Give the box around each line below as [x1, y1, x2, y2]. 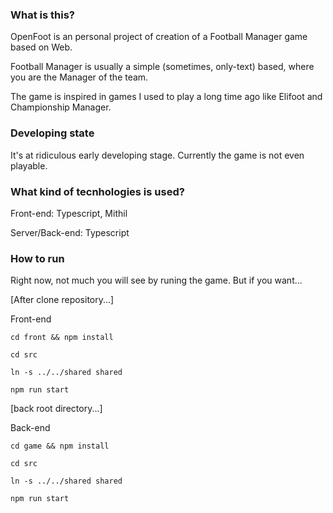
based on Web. [10, 41, 73, 53]
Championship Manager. [10, 101, 112, 113]
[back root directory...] [10, 403, 103, 415]
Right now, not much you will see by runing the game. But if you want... [10, 274, 303, 287]
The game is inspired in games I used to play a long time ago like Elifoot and [10, 91, 323, 103]
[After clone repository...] [10, 294, 115, 306]
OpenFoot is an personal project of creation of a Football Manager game [10, 31, 308, 43]
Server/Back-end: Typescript [10, 226, 130, 238]
